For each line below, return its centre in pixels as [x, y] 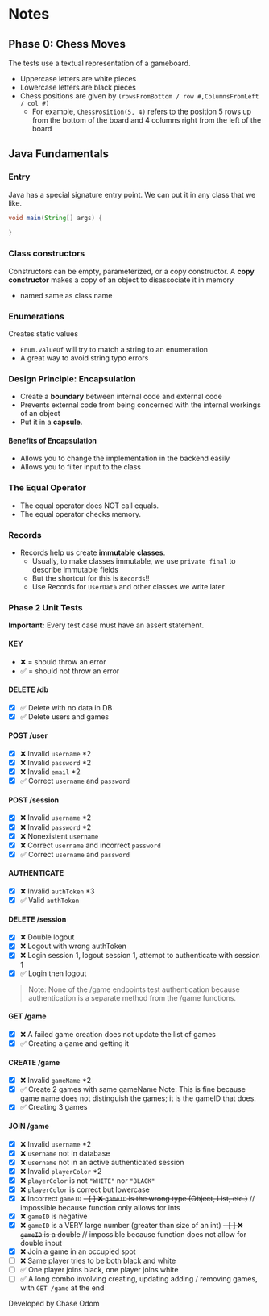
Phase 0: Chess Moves [67, 44]
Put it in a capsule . [51, 422]
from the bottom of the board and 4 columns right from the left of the [147, 120]
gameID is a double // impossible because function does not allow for [133, 1235]
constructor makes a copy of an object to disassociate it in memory [121, 280]
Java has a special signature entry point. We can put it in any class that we [132, 194]
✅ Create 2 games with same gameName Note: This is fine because [132, 1089]
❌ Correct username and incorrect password [90, 845]
